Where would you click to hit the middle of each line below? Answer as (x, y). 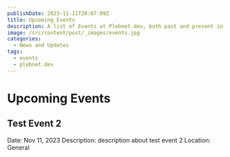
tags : (15, 52)
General (18, 147)
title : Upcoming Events (41, 20)
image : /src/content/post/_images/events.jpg (73, 33)
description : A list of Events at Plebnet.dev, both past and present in (115, 26)
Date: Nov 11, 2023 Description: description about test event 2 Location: (109, 140)
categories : (24, 39)
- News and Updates (41, 45)
